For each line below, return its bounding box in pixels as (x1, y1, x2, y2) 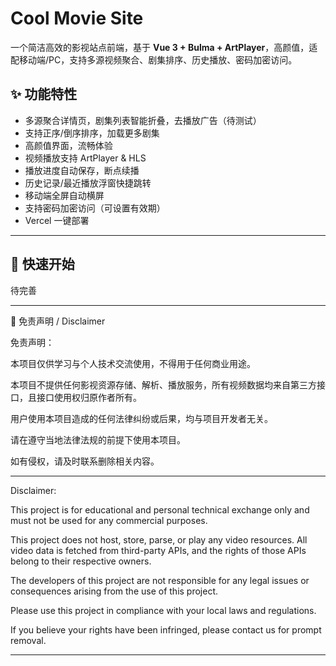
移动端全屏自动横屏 (24, 189, 105, 201)
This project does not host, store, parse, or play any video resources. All (10, 533, 308, 546)
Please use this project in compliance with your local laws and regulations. (10, 604, 317, 616)
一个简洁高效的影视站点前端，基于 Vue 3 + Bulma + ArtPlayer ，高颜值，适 (10, 41, 318, 53)
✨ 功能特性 (10, 86, 78, 103)
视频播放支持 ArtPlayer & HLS (24, 152, 147, 164)
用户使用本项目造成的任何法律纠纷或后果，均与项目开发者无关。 (10, 412, 273, 424)
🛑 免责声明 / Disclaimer (10, 315, 106, 327)
